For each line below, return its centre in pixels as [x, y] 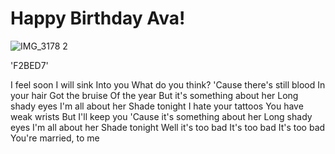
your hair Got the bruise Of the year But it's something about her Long [154, 95]
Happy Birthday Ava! [98, 18]
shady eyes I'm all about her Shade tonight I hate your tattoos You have [157, 106]
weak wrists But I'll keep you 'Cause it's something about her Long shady [161, 116]
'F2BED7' [29, 65]
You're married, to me [55, 138]
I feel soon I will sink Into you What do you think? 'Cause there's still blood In [168, 84]
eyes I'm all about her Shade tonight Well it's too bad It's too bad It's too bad [168, 127]
